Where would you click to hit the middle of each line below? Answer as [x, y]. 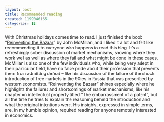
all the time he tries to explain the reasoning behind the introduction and [78, 100]
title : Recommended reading [34, 14]
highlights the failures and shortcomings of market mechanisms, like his [77, 89]
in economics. [19, 115]
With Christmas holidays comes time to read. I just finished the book [74, 37]
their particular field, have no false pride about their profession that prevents [82, 69]
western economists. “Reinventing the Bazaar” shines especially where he [80, 84]
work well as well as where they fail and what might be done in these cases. [82, 58]
